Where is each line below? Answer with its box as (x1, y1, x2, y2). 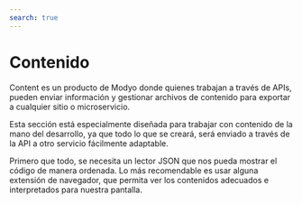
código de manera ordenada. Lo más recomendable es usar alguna (9, 164, 259, 176)
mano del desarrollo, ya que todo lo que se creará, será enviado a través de (9, 128, 290, 139)
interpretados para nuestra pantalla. (9, 184, 142, 195)
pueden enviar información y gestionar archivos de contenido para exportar (9, 91, 291, 102)
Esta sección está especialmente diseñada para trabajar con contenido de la (9, 118, 293, 129)
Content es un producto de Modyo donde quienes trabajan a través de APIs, (9, 82, 292, 93)
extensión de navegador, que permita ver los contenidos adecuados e (9, 174, 269, 185)
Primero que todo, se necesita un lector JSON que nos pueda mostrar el (9, 155, 278, 166)
